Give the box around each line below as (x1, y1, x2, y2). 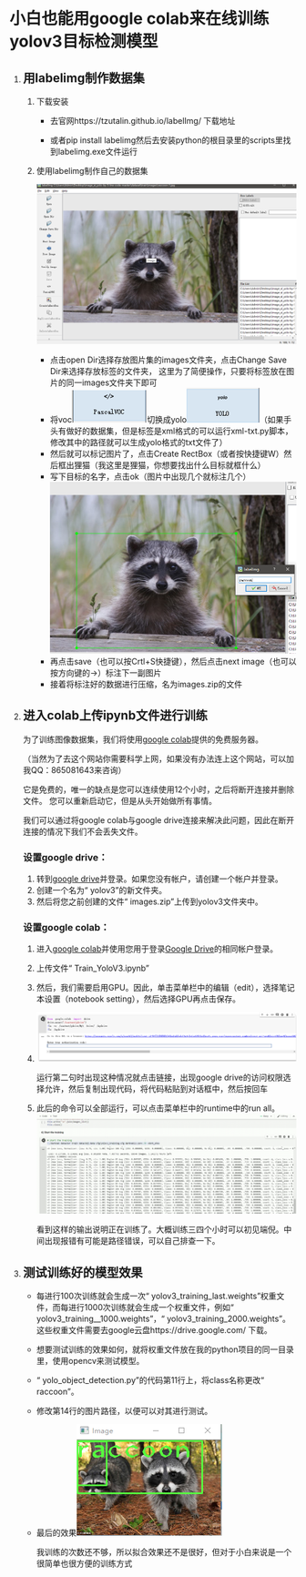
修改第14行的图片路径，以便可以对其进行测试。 (36, 1406, 213, 1417)
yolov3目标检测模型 (9, 31, 158, 52)
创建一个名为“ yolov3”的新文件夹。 (36, 885, 167, 896)
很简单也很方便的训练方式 (36, 1558, 133, 1569)
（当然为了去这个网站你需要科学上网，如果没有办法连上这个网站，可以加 (22, 753, 294, 764)
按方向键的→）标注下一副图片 (49, 667, 162, 678)
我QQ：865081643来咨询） (22, 764, 127, 775)
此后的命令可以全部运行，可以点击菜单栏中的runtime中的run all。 (36, 1103, 280, 1114)
